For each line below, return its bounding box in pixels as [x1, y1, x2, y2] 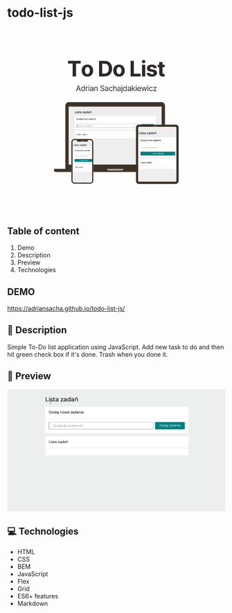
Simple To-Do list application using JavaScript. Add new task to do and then [7, 342, 224, 351]
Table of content [7, 225, 80, 237]
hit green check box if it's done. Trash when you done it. [7, 350, 168, 358]
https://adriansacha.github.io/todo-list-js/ [7, 304, 125, 313]
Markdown [17, 599, 48, 607]
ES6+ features [17, 591, 59, 600]
